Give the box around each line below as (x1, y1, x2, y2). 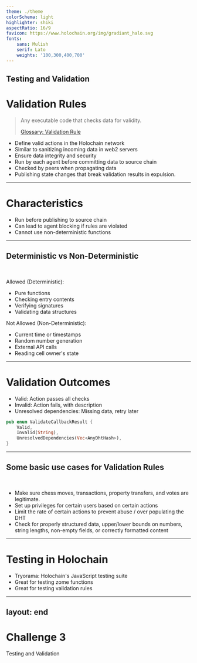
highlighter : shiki (6, 19, 54, 25)
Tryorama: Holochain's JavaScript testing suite (14, 572, 128, 579)
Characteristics (6, 197, 83, 210)
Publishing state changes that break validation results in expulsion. (14, 171, 176, 178)
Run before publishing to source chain (14, 216, 107, 223)
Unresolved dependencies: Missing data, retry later (14, 407, 139, 414)
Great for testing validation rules (14, 584, 93, 591)
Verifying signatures (14, 302, 63, 309)
